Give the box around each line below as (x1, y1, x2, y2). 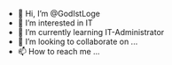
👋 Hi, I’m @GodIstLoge (17, 9, 100, 18)
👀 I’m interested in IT (17, 18, 93, 28)
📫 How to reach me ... (17, 47, 100, 56)
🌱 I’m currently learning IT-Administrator (17, 27, 165, 37)
